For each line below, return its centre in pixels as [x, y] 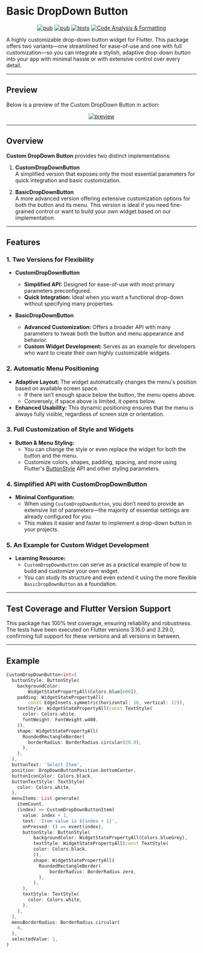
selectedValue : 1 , [35, 939]
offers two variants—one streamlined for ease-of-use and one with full [94, 46]
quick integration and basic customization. [68, 180]
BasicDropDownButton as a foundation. [71, 584]
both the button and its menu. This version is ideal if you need [92, 205]
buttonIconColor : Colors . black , [53, 776]
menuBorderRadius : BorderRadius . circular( [66, 922]
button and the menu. [51, 456]
